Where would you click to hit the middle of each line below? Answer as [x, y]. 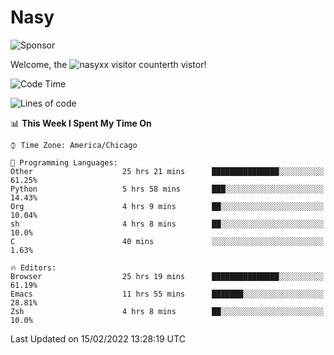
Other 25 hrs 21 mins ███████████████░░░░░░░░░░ [167, 171]
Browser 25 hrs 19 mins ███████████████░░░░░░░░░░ [167, 276]
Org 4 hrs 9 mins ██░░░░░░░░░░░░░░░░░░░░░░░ [167, 206]
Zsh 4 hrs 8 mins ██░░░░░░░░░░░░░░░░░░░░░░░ [167, 311]
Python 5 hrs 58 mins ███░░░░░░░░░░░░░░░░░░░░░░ [167, 189]
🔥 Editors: [33, 267]
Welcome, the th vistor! [108, 64]
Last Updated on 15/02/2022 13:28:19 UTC [98, 338]
